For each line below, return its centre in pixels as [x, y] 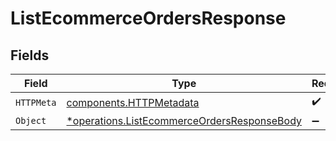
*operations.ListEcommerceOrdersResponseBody [184, 120]
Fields [30, 55]
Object [31, 120]
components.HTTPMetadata [133, 102]
